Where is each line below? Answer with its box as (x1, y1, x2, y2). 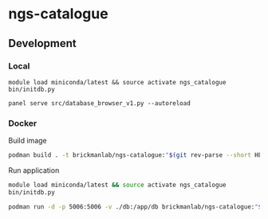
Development (8, 37, 77, 50)
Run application (8, 166, 60, 175)
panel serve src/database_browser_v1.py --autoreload (8, 99, 191, 108)
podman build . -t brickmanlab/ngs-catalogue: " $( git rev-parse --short (8, 151, 251, 159)
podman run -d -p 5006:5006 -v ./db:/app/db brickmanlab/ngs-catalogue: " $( (8, 202, 266, 211)
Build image (8, 136, 47, 146)
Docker (8, 117, 37, 128)
